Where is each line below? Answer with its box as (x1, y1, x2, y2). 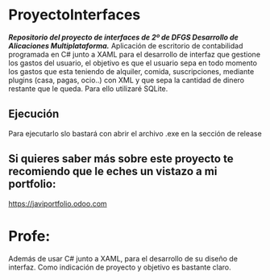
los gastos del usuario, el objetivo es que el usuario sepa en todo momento (8, 58, 258, 68)
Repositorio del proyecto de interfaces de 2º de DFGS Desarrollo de (8, 32, 239, 42)
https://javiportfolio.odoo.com (8, 199, 107, 208)
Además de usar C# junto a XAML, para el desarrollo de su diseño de (8, 253, 238, 263)
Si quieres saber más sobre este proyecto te (8, 152, 234, 166)
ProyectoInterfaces (8, 6, 141, 24)
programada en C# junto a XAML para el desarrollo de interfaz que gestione (8, 49, 260, 59)
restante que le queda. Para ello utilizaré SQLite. (8, 83, 168, 94)
